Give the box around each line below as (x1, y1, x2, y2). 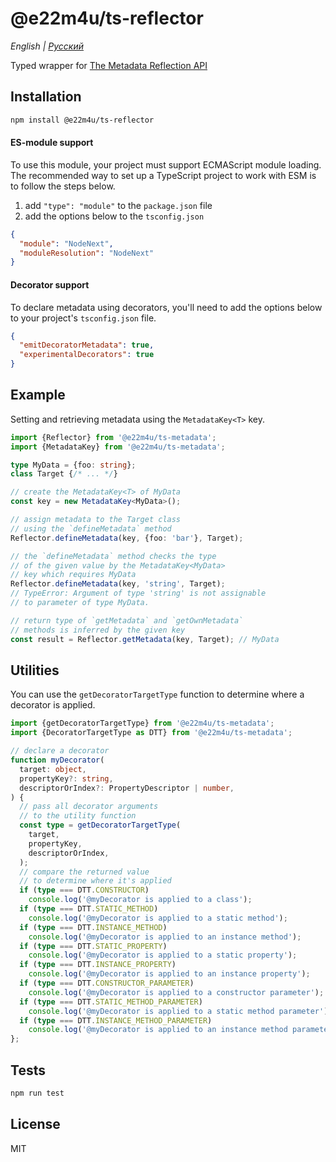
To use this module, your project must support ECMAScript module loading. (10, 158, 322, 171)
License (10, 1116, 61, 1133)
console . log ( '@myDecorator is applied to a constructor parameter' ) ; (28, 987, 325, 997)
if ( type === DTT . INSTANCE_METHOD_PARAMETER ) (19, 1015, 213, 1026)
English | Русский (10, 40, 84, 52)
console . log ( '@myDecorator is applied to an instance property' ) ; (28, 969, 311, 979)
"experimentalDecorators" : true (19, 350, 155, 360)
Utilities (10, 662, 60, 679)
